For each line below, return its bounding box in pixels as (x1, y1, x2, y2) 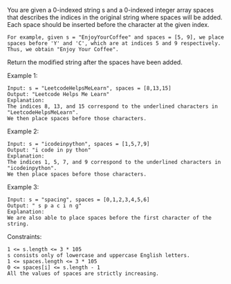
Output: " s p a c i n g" (7, 202, 82, 209)
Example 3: (7, 183, 39, 191)
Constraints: (7, 233, 42, 240)
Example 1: (7, 72, 38, 79)
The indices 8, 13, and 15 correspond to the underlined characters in (7, 103, 218, 110)
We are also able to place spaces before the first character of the (7, 214, 212, 221)
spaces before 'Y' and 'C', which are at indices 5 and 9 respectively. (7, 40, 221, 47)
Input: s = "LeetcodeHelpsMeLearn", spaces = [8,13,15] (7, 85, 172, 92)
